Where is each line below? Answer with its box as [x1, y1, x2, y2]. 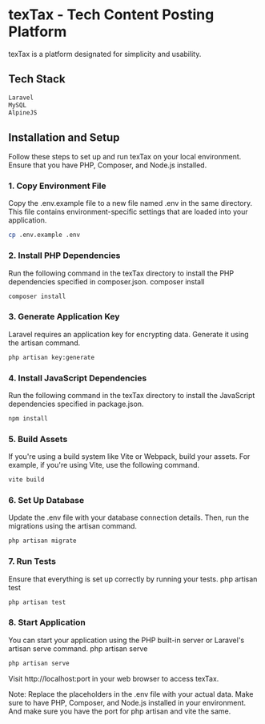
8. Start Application [8, 617, 86, 628]
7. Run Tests [8, 556, 56, 567]
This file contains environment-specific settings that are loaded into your [8, 207, 248, 217]
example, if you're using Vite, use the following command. [8, 461, 200, 470]
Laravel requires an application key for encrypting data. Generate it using [8, 329, 250, 339]
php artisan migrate [8, 537, 78, 545]
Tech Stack [8, 72, 66, 86]
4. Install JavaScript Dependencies [8, 372, 147, 384]
